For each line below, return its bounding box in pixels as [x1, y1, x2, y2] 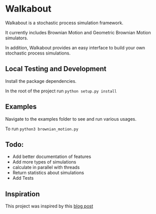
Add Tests [12, 175, 34, 181]
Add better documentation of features [12, 153, 92, 159]
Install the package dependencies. [5, 78, 77, 84]
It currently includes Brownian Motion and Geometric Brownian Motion [5, 29, 151, 35]
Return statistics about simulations [12, 170, 85, 176]
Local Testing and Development [5, 65, 107, 73]
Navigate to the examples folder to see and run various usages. [5, 116, 137, 122]
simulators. [5, 35, 29, 41]
